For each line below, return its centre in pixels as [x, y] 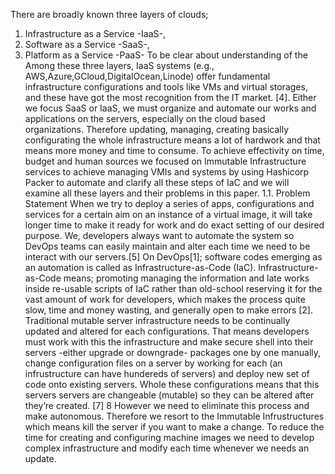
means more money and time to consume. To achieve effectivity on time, [174, 150]
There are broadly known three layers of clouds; [109, 14]
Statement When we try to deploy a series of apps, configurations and [169, 203]
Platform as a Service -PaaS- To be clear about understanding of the [166, 55]
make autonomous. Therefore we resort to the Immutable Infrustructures [174, 416]
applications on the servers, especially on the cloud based [145, 118]
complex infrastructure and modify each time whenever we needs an [167, 448]
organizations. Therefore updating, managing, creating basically [157, 129]
